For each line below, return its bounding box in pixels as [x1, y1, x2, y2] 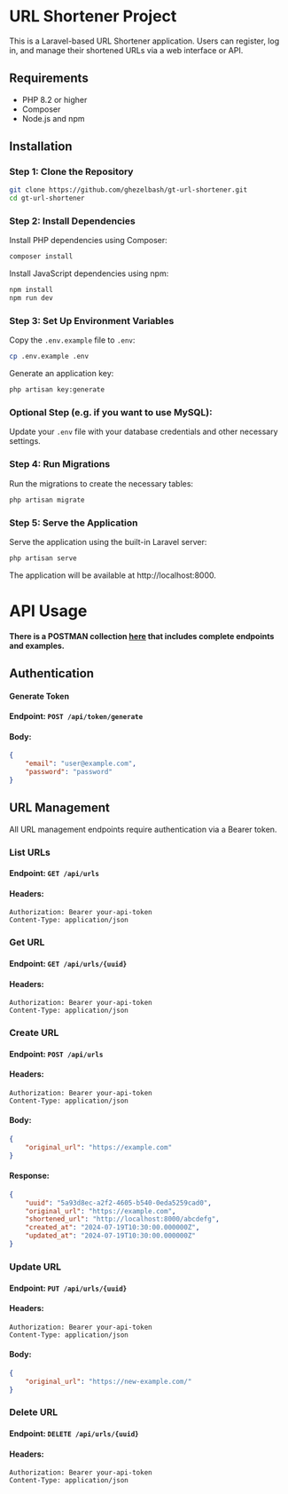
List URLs [9, 846, 51, 858]
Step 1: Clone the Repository [9, 166, 134, 178]
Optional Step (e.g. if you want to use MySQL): [9, 407, 213, 419]
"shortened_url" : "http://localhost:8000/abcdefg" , [25, 1214, 220, 1224]
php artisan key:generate [9, 385, 105, 394]
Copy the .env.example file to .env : [9, 335, 136, 345]
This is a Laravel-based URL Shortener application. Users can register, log [9, 36, 280, 46]
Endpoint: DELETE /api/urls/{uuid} [9, 1428, 139, 1439]
